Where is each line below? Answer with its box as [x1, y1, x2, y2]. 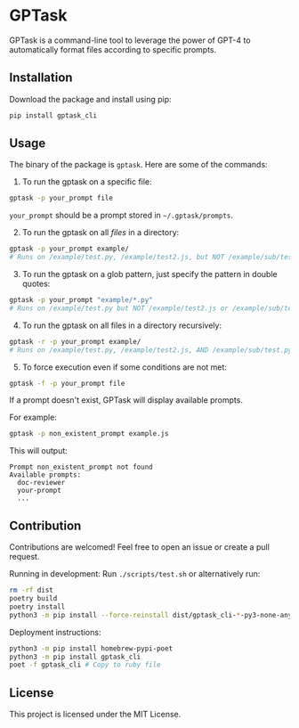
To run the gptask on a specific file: [21, 176, 153, 187]
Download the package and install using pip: [9, 94, 172, 104]
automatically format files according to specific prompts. [9, 44, 217, 54]
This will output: [9, 446, 69, 456]
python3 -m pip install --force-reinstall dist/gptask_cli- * [9, 610, 241, 619]
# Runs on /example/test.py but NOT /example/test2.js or [9, 304, 229, 313]
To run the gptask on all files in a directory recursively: [21, 320, 222, 331]
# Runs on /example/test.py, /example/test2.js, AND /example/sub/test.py [9, 345, 293, 355]
